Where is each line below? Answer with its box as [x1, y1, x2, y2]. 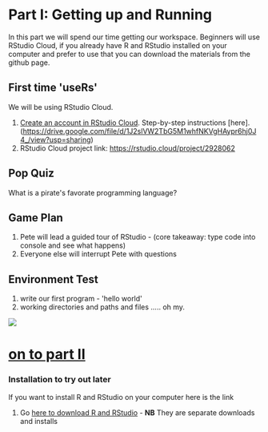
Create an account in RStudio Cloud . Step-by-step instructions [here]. [19, 118, 250, 127]
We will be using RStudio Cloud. [8, 102, 114, 111]
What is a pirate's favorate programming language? [8, 188, 178, 197]
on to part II [8, 345, 86, 364]
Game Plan [8, 211, 64, 224]
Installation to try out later [8, 374, 112, 386]
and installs [19, 416, 58, 426]
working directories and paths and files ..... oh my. [19, 302, 186, 312]
